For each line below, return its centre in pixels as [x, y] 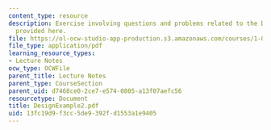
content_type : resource [48, 16]
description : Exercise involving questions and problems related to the [133, 23]
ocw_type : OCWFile [39, 69]
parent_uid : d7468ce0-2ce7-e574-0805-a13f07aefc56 [95, 91]
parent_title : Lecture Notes [57, 76]
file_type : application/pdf [56, 46]
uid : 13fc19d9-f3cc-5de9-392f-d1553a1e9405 [83, 114]
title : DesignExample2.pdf [54, 106]
